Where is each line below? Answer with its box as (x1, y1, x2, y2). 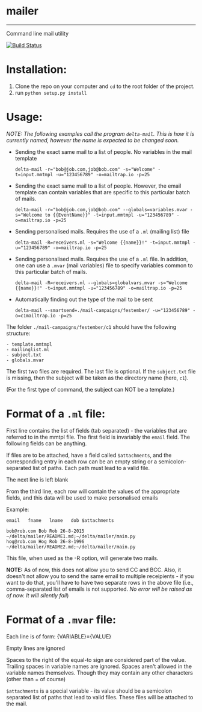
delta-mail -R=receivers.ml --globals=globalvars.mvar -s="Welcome (14, 279, 188, 286)
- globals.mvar (6, 357, 44, 363)
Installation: (6, 63, 67, 77)
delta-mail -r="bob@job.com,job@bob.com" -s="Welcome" (14, 166, 156, 173)
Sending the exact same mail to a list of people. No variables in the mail (14, 148, 192, 155)
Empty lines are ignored (6, 644, 65, 652)
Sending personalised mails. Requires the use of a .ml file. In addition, (14, 255, 188, 262)
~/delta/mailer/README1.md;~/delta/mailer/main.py (6, 533, 136, 539)
